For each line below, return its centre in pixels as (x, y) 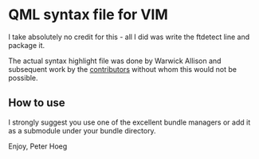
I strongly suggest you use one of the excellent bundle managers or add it (129, 122)
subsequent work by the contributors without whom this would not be (123, 69)
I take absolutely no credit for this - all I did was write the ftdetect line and (129, 37)
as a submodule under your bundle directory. (82, 130)
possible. (23, 78)
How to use (37, 103)
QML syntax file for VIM (88, 15)
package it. (27, 45)
